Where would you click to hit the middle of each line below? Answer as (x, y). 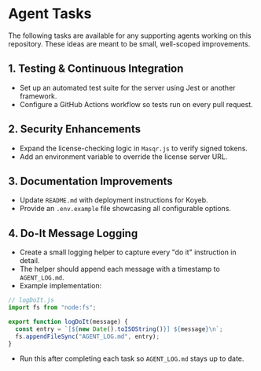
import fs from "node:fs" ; (52, 308)
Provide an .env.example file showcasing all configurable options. (125, 209)
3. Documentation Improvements (90, 181)
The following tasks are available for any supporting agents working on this (130, 35)
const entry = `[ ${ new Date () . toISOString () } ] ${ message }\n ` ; (119, 329)
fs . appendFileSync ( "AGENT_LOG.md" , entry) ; (87, 336)
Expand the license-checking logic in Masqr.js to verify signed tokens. (133, 148)
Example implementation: (61, 286)
